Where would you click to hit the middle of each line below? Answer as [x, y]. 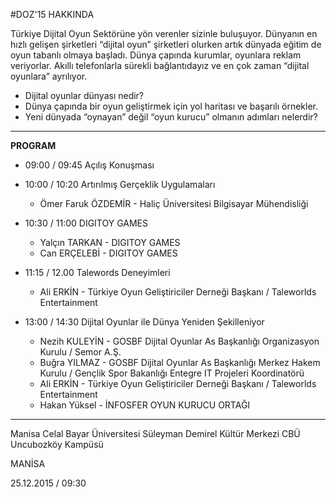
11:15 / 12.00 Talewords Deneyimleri [97, 272]
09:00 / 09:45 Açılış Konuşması [89, 165]
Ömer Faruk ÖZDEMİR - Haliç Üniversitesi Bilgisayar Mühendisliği [174, 203]
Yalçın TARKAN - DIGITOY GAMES [110, 242]
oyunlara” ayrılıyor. [49, 76]
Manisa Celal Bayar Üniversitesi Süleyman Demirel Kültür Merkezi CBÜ [155, 433]
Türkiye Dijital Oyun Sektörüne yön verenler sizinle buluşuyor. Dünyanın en [164, 33]
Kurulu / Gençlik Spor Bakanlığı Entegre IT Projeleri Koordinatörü [172, 373]
